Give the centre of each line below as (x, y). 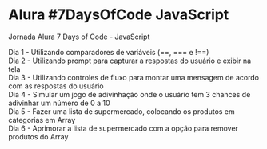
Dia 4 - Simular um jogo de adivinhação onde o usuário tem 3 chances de (130, 94)
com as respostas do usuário (56, 86)
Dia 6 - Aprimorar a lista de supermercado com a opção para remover (123, 128)
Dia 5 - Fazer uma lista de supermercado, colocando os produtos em (122, 111)
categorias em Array (42, 120)
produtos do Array (38, 136)
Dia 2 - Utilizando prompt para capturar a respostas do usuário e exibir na (130, 61)
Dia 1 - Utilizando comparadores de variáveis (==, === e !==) (109, 52)
